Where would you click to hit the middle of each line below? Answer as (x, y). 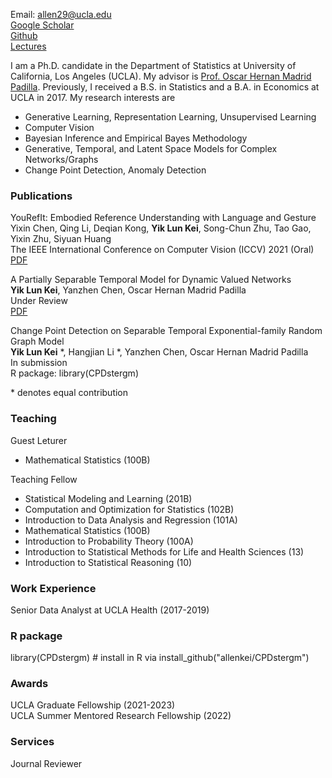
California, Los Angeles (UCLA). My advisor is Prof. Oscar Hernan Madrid (161, 76)
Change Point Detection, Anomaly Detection (115, 170)
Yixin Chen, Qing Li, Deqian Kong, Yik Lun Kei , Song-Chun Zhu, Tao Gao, (161, 228)
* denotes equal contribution (69, 393)
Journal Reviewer (46, 763)
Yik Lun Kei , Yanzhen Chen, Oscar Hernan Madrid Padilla (128, 290)
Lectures (28, 46)
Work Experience (53, 588)
